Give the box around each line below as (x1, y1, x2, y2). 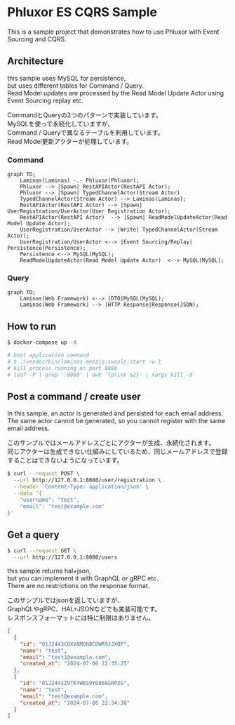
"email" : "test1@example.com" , (20, 653, 112, 660)
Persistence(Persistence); (7, 245, 86, 252)
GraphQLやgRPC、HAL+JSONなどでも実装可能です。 (7, 605, 161, 613)
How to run (7, 320, 57, 332)
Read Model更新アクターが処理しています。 (7, 137, 133, 145)
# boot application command (7, 352, 90, 359)
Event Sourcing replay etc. (7, 96, 84, 105)
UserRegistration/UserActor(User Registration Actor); (7, 208, 171, 215)
